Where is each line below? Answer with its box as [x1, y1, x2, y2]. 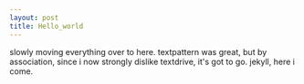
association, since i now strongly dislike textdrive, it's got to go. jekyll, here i [9, 56, 295, 67]
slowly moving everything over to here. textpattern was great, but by [9, 46, 267, 57]
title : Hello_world [9, 22, 84, 31]
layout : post [9, 13, 59, 23]
